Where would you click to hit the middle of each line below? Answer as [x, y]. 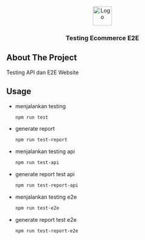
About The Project [42, 58]
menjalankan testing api [45, 151]
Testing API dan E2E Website [43, 72]
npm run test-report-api [47, 185]
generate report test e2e [46, 219]
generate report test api [45, 174]
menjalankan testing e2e [46, 197]
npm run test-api [37, 163]
